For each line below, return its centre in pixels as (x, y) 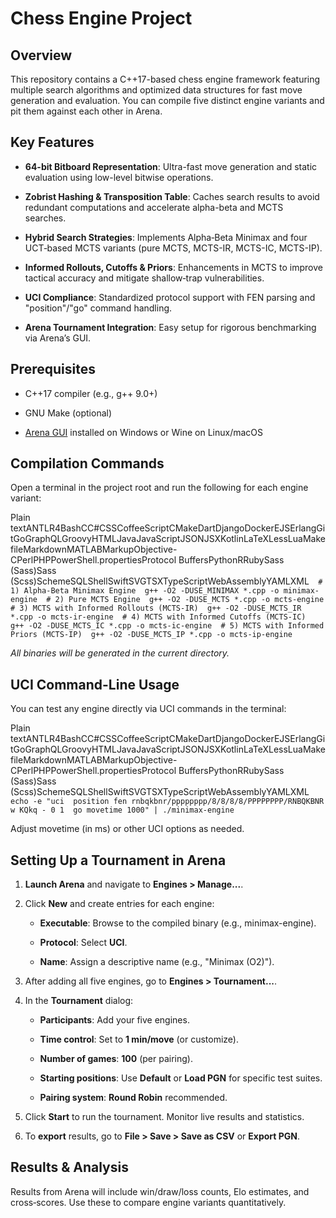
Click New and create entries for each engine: (119, 904)
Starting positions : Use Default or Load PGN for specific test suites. (181, 1078)
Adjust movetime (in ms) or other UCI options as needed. (127, 829)
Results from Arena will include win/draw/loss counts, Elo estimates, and (160, 1191)
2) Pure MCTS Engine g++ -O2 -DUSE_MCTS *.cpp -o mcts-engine (189, 600)
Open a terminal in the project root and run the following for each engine (159, 488)
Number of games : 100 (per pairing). (116, 1059)
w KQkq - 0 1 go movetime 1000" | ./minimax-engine (122, 810)
